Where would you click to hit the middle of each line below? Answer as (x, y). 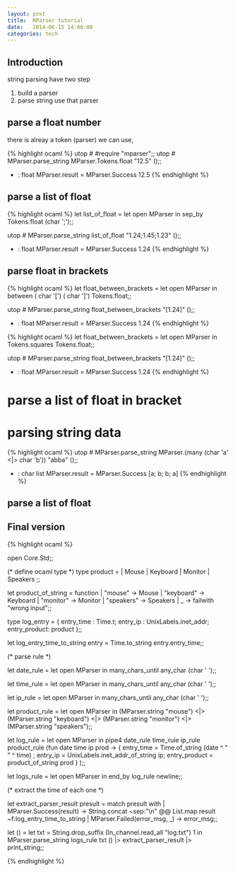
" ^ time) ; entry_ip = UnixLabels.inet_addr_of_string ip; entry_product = (110, 755)
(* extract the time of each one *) (56, 790)
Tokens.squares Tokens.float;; (51, 344)
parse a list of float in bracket (95, 400)
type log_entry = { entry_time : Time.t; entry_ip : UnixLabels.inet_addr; (108, 621)
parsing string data (64, 432)
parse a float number (54, 123)
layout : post (26, 14)
